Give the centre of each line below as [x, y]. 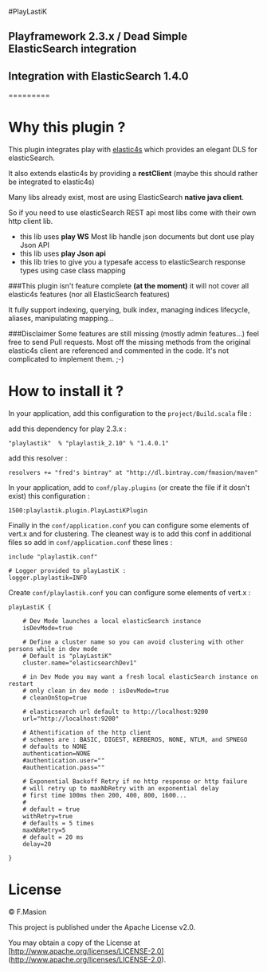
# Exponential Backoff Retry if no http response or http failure [135, 782]
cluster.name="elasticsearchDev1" [80, 663]
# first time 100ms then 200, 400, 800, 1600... [105, 796]
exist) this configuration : [49, 496]
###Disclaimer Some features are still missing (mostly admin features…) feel [133, 334]
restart [21, 684]
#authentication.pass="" [64, 768]
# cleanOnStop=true [55, 698]
